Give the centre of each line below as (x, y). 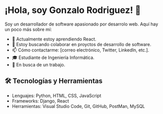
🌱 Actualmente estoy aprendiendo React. (54, 39)
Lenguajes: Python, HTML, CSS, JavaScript (56, 95)
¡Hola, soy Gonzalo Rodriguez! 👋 (73, 10)
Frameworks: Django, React (40, 101)
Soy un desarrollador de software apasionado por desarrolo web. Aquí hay (81, 24)
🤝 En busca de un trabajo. (38, 64)
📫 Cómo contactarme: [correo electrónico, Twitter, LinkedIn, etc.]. (80, 50)
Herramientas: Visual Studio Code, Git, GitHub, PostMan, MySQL (78, 106)
